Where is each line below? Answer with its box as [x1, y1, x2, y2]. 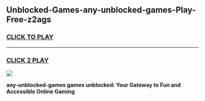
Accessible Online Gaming [6, 88, 75, 95]
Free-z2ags [6, 15, 52, 25]
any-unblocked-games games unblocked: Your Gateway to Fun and [6, 81, 181, 88]
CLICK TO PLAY [6, 33, 54, 42]
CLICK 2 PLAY [6, 56, 49, 64]
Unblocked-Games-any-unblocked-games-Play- [6, 5, 196, 15]
